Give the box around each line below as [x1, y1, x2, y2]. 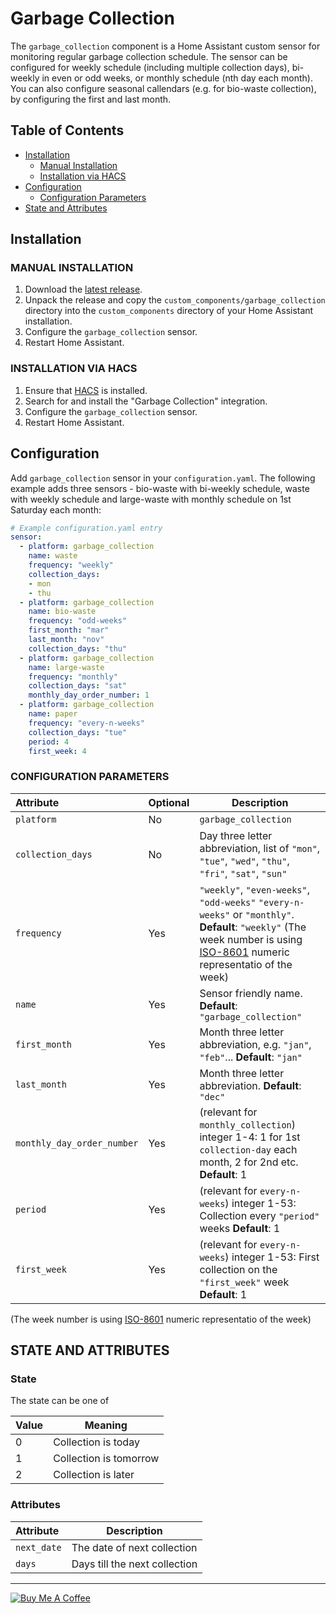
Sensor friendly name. [199, 986, 303, 1000]
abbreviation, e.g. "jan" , [199, 1037, 312, 1051]
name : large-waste [28, 662, 105, 672]
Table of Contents [10, 122, 125, 139]
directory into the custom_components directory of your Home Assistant [24, 305, 314, 317]
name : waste [28, 551, 78, 561]
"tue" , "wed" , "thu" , [199, 853, 290, 867]
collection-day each [199, 1142, 298, 1156]
